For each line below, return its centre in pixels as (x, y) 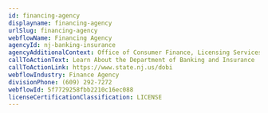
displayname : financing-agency (60, 23)
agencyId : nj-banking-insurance (62, 45)
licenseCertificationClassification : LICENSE (85, 97)
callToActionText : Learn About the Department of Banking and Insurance (132, 60)
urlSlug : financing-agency (53, 30)
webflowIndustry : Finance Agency (64, 75)
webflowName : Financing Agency (60, 38)
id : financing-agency (44, 16)
